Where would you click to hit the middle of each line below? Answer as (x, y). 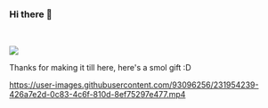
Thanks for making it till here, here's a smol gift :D (100, 68)
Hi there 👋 (31, 14)
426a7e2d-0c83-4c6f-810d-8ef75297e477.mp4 (97, 95)
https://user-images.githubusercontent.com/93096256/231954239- (134, 85)
